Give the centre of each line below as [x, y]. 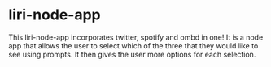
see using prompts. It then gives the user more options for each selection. [132, 54]
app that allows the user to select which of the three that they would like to [133, 45]
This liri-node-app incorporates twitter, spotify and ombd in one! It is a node [136, 37]
